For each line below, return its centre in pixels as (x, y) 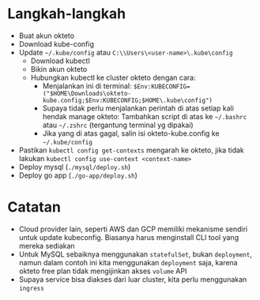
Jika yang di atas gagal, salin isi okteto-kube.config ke (131, 133)
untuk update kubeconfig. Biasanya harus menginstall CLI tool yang (128, 237)
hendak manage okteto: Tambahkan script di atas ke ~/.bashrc (145, 116)
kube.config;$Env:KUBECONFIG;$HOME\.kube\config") (128, 100)
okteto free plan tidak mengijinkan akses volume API (103, 271)
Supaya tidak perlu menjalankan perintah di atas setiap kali (138, 108)
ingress (31, 288)
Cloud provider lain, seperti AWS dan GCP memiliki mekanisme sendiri (133, 229)
